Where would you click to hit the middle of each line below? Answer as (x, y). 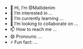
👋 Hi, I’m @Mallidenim (32, 8)
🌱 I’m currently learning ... (37, 18)
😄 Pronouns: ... (26, 36)
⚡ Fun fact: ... (24, 42)
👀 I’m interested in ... (31, 13)
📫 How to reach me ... (33, 29)
